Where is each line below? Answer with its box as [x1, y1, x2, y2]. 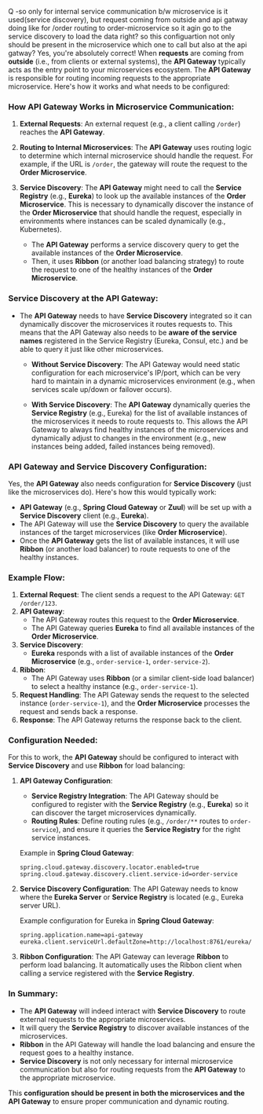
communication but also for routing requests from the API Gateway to [19, 1065, 246, 1074]
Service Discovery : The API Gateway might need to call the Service [19, 183, 242, 192]
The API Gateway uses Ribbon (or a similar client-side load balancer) [31, 673, 255, 683]
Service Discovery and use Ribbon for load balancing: [8, 761, 185, 771]
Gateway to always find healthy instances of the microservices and [31, 424, 249, 434]
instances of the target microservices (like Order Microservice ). [19, 527, 228, 537]
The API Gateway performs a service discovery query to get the [31, 240, 239, 250]
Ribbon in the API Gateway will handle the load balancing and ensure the [19, 1039, 255, 1049]
